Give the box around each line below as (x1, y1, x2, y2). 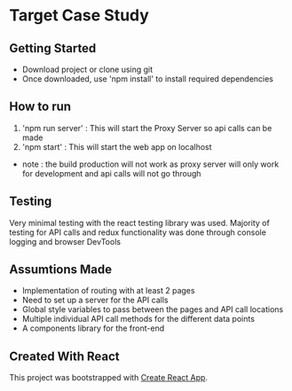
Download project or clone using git (21, 64, 154, 74)
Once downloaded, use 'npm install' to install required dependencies (21, 74, 273, 84)
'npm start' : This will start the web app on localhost (21, 141, 212, 152)
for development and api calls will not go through (21, 168, 201, 178)
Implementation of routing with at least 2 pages (21, 285, 195, 296)
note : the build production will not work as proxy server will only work (21, 159, 280, 169)
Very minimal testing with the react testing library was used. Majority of (9, 217, 271, 228)
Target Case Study (9, 5, 149, 26)
